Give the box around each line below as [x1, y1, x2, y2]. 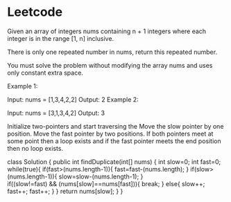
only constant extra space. [7, 68, 83, 77]
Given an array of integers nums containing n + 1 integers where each [7, 27, 207, 35]
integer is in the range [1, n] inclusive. [7, 34, 114, 42]
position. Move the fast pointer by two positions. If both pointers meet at [7, 129, 214, 138]
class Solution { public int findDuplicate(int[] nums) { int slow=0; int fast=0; [7, 157, 221, 166]
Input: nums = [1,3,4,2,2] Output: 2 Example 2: [7, 95, 139, 104]
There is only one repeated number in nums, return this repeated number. [7, 48, 217, 56]
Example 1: [7, 82, 38, 90]
